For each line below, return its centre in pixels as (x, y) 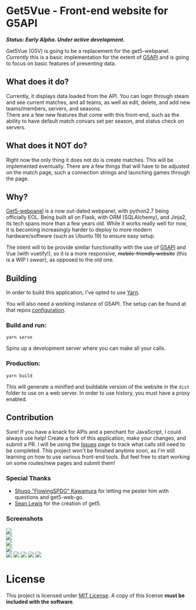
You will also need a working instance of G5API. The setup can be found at (96, 304)
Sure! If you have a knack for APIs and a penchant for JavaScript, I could (94, 432)
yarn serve (19, 338)
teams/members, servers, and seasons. (54, 108)
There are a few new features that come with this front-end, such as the (93, 114)
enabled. (17, 399)
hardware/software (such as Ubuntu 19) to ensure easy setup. (81, 236)
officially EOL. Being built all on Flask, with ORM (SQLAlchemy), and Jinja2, (97, 217)
